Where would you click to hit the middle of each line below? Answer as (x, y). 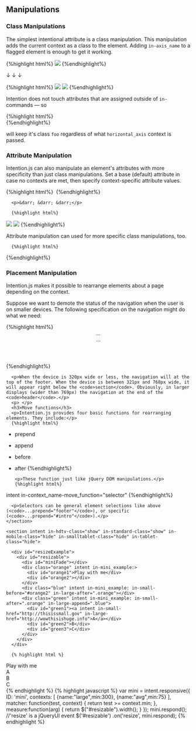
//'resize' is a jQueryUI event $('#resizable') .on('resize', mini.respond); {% (96, 716)
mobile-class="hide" (31, 537)
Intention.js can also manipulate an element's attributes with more (85, 168)
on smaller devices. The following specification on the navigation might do (96, 309)
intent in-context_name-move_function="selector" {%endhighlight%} (90, 495)
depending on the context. (38, 292)
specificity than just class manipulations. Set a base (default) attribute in (93, 174)
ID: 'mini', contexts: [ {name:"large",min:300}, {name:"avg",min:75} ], (89, 697)
